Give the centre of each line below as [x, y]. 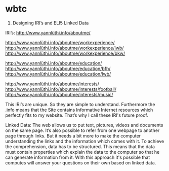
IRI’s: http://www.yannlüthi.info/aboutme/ [48, 32]
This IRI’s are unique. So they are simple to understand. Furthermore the [80, 104]
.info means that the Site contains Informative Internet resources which [79, 110]
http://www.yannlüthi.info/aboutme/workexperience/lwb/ [65, 48]
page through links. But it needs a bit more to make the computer [73, 135]
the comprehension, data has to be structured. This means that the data [80, 146]
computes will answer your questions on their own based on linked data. [81, 162]
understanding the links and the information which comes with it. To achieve [85, 141]
